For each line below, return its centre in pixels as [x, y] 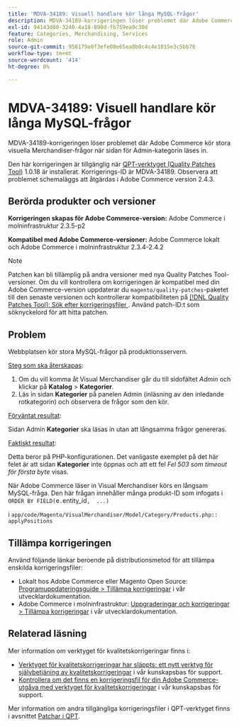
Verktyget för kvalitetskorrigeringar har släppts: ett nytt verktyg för [116, 665]
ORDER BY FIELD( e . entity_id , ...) [59, 501]
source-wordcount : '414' [45, 60]
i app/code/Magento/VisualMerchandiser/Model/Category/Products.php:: [113, 514]
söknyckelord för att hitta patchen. [58, 312]
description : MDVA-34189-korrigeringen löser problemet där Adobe [108, 21]
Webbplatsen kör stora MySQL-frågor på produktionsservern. [98, 352]
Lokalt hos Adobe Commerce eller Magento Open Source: [103, 581]
